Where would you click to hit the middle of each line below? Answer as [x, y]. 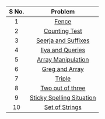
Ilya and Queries [63, 50]
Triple [63, 79]
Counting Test [63, 31]
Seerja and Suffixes [63, 40]
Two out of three [63, 88]
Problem [63, 11]
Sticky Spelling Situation [63, 98]
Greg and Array [63, 69]
